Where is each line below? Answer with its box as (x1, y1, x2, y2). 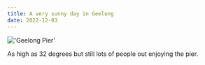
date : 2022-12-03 (7, 17, 58, 24)
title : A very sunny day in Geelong (7, 10, 114, 17)
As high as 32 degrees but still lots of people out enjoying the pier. (7, 50, 199, 58)
